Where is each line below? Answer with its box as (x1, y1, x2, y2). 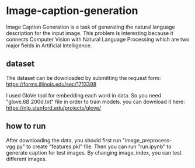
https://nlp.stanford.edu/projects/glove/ (6, 104, 101, 111)
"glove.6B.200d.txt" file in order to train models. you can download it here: (6, 98, 186, 105)
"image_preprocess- (122, 136, 172, 143)
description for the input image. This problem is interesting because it (6, 29, 173, 36)
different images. (6, 155, 47, 162)
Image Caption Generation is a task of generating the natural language (6, 23, 175, 30)
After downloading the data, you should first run (6, 136, 121, 143)
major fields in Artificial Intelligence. (6, 42, 92, 49)
